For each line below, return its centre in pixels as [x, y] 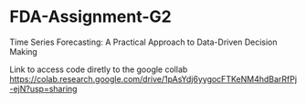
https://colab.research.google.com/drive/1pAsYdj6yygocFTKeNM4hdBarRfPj [153, 78]
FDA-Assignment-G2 [90, 17]
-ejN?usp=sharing [43, 88]
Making [24, 51]
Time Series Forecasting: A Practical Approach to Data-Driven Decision [143, 42]
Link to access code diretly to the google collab [99, 69]
